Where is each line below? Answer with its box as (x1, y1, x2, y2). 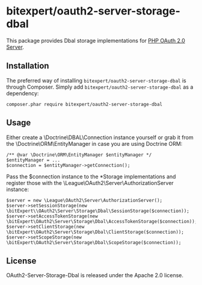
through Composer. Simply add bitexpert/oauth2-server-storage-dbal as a (6, 83, 194, 90)
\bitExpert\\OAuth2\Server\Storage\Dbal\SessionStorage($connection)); (6, 208, 189, 214)
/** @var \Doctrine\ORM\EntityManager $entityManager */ (6, 152, 152, 158)
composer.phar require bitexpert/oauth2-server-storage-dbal (6, 101, 163, 107)
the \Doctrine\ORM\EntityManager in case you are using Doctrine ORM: (6, 140, 183, 147)
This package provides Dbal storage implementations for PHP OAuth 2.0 (6, 37, 185, 44)
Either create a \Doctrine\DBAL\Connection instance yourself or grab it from (6, 134, 194, 141)
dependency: (6, 89, 39, 97)
